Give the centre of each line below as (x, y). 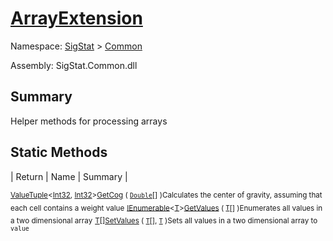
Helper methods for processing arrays (89, 121)
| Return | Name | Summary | (69, 176)
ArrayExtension (76, 18)
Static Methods (59, 152)
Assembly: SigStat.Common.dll (74, 65)
